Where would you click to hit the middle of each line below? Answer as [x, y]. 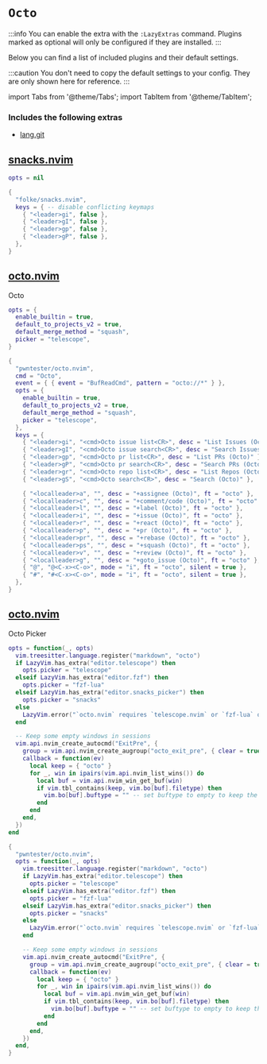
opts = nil [26, 178]
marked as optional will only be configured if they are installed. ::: [115, 42]
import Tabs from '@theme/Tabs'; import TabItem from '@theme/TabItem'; [130, 96]
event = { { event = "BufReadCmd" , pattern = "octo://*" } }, [120, 383]
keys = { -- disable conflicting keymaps [85, 207]
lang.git [32, 135]
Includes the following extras [66, 117]
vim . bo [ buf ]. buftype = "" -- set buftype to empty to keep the [151, 795]
